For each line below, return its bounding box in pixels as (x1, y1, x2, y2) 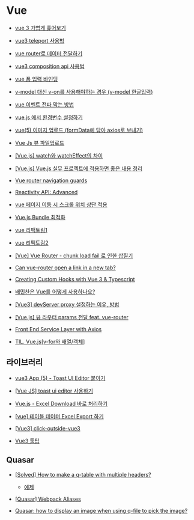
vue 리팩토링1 (14, 226, 48, 233)
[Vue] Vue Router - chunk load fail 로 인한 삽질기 (14, 252, 133, 259)
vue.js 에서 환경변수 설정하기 (14, 114, 83, 121)
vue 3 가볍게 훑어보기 (14, 24, 66, 31)
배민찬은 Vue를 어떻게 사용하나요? (14, 288, 95, 295)
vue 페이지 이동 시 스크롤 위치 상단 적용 (14, 201, 108, 208)
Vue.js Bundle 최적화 (14, 213, 66, 221)
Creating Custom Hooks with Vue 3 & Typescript (14, 275, 135, 283)
